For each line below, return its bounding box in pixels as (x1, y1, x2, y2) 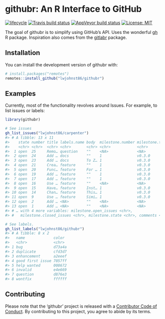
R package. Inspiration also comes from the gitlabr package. (5, 34, 127, 40)
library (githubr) (5, 117, 41, 122)
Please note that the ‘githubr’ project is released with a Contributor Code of (5, 303, 157, 309)
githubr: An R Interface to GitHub (5, 3, 142, 15)
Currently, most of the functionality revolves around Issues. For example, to (5, 102, 158, 109)
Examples (5, 89, 36, 98)
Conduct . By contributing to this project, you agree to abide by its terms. (5, 308, 151, 314)
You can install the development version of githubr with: (5, 61, 118, 67)
